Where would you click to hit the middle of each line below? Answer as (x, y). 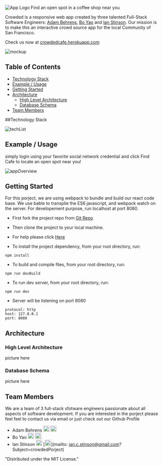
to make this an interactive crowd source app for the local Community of (78, 27)
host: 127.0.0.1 (22, 314)
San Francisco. (20, 33)
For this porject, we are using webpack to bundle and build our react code (80, 198)
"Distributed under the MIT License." (42, 459)
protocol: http (21, 310)
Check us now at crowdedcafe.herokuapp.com (52, 42)
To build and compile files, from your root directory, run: (69, 265)
